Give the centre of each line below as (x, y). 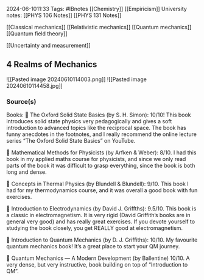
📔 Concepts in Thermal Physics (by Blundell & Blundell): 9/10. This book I (97, 184)
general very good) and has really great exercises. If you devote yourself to (101, 221)
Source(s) (21, 101)
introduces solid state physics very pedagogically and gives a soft (89, 121)
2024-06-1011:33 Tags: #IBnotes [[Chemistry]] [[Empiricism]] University (97, 9)
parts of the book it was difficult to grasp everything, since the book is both (101, 166)
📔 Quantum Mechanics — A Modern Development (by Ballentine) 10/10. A (98, 258)
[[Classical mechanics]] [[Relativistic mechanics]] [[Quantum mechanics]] (99, 27)
